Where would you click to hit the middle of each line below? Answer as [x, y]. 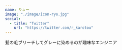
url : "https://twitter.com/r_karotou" [54, 28]
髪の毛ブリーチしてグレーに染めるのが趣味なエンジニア [61, 43]
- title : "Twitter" [30, 23]
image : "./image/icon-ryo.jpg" [37, 14]
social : [13, 19]
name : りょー [17, 10]
